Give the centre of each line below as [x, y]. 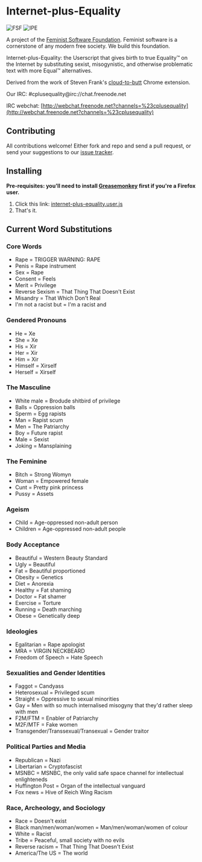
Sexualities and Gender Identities [56, 673]
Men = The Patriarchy [42, 426]
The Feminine [27, 461]
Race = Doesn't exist [41, 821]
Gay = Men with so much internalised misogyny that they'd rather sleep [104, 705]
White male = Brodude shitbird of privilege [68, 401]
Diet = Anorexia [34, 583]
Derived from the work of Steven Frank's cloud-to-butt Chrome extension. [98, 82]
